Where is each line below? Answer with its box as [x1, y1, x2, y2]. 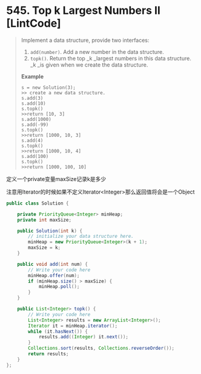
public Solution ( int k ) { [17, 228, 83, 234]
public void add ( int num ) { [17, 261, 88, 267]
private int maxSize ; [17, 217, 71, 223]
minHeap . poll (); [38, 284, 80, 290]
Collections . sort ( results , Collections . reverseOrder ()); [28, 346, 174, 352]
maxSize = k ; [28, 244, 61, 251]
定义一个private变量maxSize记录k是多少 [6, 175, 107, 182]
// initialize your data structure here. [28, 234, 134, 240]
